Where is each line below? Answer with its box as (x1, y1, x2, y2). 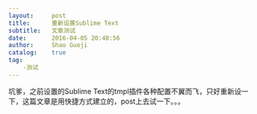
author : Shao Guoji (8, 41, 88, 49)
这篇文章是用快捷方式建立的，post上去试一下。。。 (22, 96, 185, 106)
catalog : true (8, 49, 67, 57)
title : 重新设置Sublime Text (8, 19, 119, 27)
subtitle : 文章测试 (8, 26, 76, 34)
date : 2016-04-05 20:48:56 (8, 33, 120, 42)
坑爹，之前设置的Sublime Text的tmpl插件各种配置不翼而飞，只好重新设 (8, 86, 243, 96)
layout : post (8, 11, 67, 20)
